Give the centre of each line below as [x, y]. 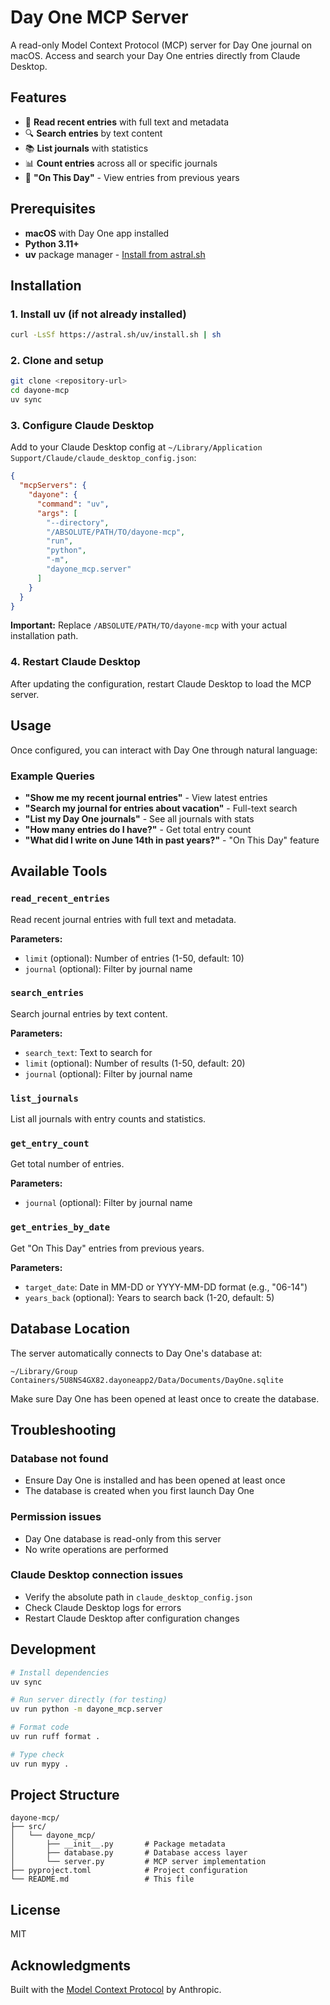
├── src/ [28, 1827]
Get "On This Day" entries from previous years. [107, 1248]
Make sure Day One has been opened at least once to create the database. [165, 1398]
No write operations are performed [96, 1549]
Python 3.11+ [52, 243]
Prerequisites [53, 209]
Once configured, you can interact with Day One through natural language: [164, 750]
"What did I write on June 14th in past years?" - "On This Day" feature [172, 840]
